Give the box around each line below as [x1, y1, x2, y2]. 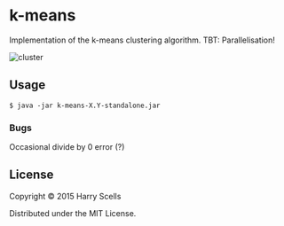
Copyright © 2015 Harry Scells [9, 191, 122, 201]
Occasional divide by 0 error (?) [9, 142, 125, 152]
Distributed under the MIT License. [9, 207, 137, 218]
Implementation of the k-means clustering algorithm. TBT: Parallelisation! [9, 35, 275, 45]
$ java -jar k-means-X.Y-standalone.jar [9, 101, 162, 110]
